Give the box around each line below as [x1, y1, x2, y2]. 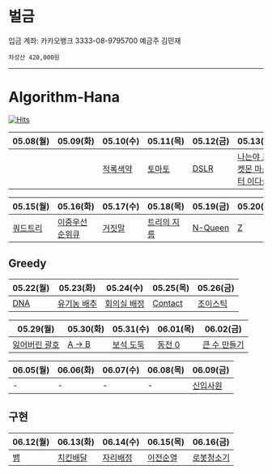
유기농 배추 [57, 297, 97, 309]
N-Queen [192, 222, 229, 233]
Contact [152, 297, 184, 309]
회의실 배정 [104, 297, 145, 309]
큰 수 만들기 [202, 339, 244, 350]
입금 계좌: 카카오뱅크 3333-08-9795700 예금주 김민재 [8, 36, 181, 45]
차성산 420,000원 [8, 53, 61, 62]
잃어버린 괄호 [12, 339, 60, 350]
